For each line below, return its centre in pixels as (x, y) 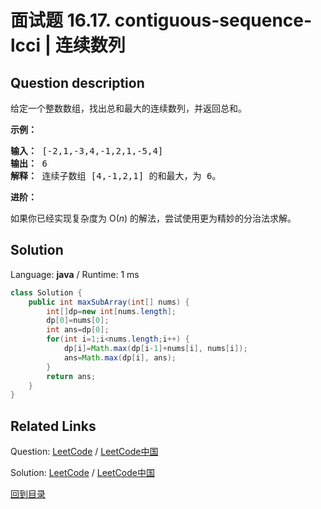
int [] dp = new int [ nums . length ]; (111, 311)
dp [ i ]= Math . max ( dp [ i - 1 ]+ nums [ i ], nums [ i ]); (155, 349)
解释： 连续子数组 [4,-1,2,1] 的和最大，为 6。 (116, 176)
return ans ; (71, 376)
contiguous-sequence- (213, 20)
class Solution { (46, 292)
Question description (77, 82)
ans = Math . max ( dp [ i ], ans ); (120, 357)
